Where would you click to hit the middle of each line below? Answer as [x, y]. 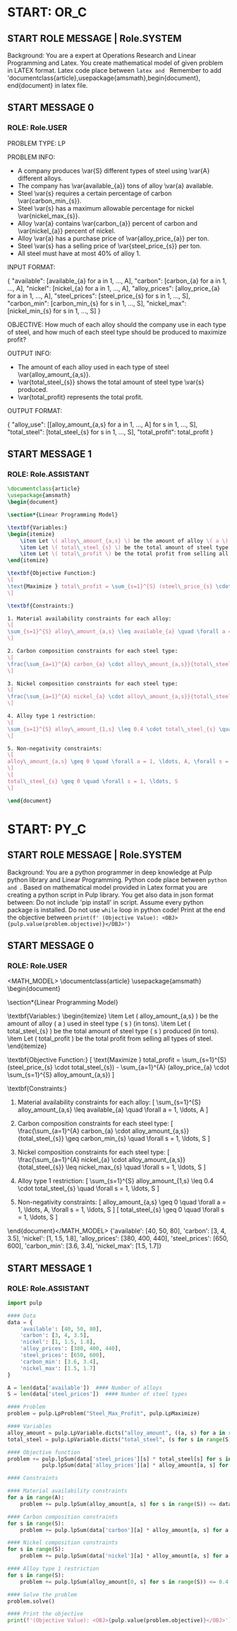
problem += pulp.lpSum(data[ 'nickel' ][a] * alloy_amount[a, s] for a [124, 1556]
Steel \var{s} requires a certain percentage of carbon [95, 193]
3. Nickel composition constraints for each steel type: [93, 683]
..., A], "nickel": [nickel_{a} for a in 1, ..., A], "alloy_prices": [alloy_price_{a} [114, 288]
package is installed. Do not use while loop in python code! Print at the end [116, 910]
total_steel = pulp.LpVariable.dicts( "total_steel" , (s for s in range [115, 1439]
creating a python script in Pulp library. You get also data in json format [110, 895]
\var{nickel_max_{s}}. [48, 216]
